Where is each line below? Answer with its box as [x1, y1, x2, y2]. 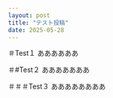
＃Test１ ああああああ [8, 49, 79, 58]
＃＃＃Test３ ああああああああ [8, 82, 107, 91]
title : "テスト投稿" [8, 19, 69, 27]
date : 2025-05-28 [8, 26, 65, 34]
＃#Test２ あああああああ [8, 65, 90, 74]
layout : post [8, 11, 51, 20]
